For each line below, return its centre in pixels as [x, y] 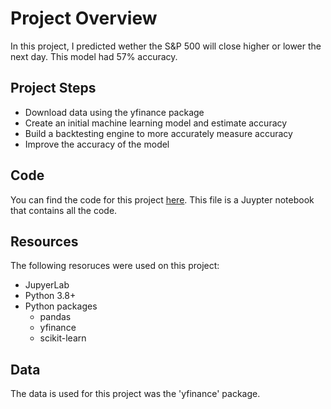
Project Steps [53, 88]
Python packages [61, 306]
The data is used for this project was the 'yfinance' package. [135, 394]
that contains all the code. [64, 210]
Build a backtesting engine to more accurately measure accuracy [158, 133]
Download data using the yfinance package [114, 112]
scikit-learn [63, 338]
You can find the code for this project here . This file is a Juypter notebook [162, 199]
